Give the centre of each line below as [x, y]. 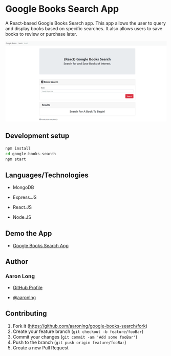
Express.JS [25, 197]
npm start [16, 159]
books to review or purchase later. [41, 34]
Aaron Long [20, 276]
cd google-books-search [31, 154]
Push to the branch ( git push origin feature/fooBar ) [69, 342]
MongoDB [23, 187]
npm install [18, 148]
